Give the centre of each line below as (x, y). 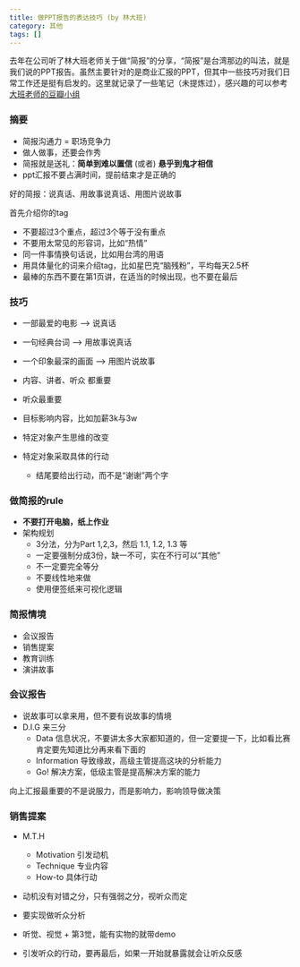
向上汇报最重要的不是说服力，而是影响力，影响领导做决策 (115, 791)
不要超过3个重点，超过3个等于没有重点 (94, 231)
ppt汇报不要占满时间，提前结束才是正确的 (99, 175)
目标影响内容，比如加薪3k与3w (80, 418)
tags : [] (26, 34)
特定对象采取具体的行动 (65, 456)
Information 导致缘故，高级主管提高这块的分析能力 (129, 760)
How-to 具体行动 (66, 877)
